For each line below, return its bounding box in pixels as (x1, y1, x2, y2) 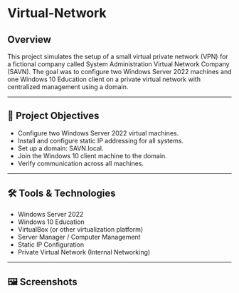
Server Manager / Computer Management (17, 232, 141, 241)
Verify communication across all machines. (17, 159, 144, 168)
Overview (7, 34, 52, 46)
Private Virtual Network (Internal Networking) (17, 247, 151, 256)
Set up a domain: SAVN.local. (17, 144, 104, 153)
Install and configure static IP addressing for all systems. (17, 136, 184, 145)
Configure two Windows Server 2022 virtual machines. (17, 128, 179, 137)
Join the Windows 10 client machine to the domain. (17, 151, 167, 160)
